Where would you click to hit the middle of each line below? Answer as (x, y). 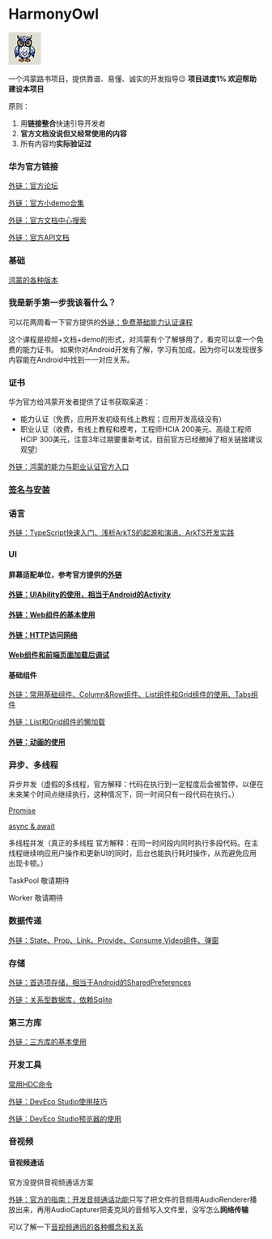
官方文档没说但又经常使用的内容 (73, 133)
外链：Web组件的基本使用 (52, 615)
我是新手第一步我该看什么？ (62, 303)
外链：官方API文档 (39, 238)
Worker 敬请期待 (36, 898)
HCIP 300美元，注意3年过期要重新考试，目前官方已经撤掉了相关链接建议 (141, 440)
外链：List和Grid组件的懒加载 (57, 722)
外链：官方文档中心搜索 (47, 221)
